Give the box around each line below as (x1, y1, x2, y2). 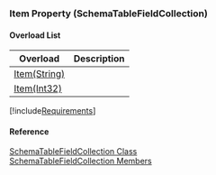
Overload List (9, 30, 61, 41)
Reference (9, 125, 49, 137)
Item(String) (13, 68, 66, 80)
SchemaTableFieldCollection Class (9, 146, 138, 157)
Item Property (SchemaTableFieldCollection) (9, 7, 209, 20)
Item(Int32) (13, 82, 63, 95)
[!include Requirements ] (9, 106, 96, 116)
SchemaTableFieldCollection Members (9, 156, 152, 167)
